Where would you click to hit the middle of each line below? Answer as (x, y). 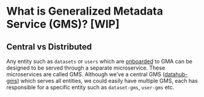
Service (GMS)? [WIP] (63, 24)
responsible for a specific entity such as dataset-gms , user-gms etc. (90, 87)
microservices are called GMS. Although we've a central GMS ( (86, 74)
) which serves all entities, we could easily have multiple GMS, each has (108, 81)
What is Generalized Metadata (85, 11)
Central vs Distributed (49, 47)
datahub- (176, 74)
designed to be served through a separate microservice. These (86, 68)
